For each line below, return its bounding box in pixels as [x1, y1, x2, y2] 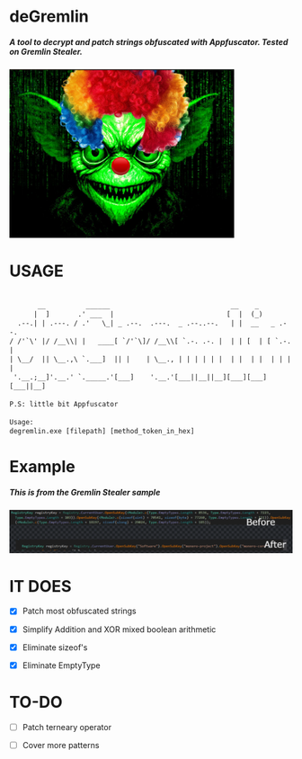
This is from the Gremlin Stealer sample [9, 487, 161, 497]
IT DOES [9, 576, 72, 596]
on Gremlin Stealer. [9, 46, 83, 57]
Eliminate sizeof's [22, 641, 88, 653]
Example [9, 457, 75, 478]
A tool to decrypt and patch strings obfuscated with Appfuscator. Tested [9, 36, 289, 47]
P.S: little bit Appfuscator [9, 400, 119, 409]
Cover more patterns [22, 739, 100, 750]
